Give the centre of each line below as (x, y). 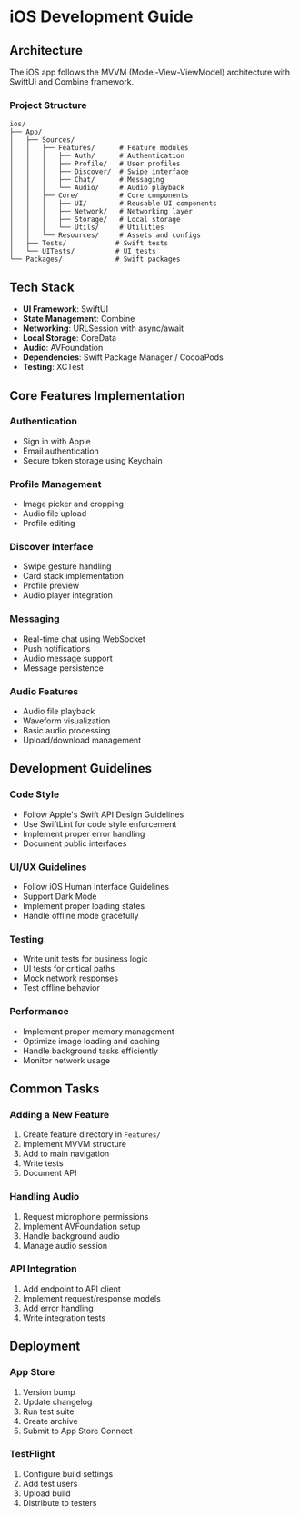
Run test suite (48, 1411)
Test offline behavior (61, 988)
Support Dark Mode (60, 896)
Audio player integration (68, 595)
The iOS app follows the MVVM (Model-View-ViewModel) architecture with (150, 72)
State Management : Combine (79, 319)
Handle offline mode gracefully (80, 915)
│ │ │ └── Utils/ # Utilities (87, 228)
